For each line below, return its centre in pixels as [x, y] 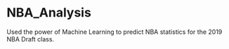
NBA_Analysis [49, 13]
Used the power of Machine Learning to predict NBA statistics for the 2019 [115, 32]
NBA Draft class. [30, 39]
